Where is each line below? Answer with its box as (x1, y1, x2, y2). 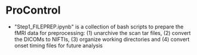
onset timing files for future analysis (14, 42, 103, 49)
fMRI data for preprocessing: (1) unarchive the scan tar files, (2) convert (14, 29, 191, 36)
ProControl (5, 4, 61, 17)
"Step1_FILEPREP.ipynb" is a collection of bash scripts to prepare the (14, 23, 184, 30)
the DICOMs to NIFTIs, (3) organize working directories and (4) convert (14, 35, 190, 43)
